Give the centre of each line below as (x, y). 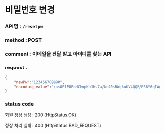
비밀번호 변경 (30, 10)
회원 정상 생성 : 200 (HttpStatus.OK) (41, 115)
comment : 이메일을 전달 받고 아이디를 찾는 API (58, 54)
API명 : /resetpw (24, 26)
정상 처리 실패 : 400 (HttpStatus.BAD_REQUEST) (53, 126)
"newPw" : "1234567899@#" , (39, 82)
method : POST (24, 40)
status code (20, 104)
